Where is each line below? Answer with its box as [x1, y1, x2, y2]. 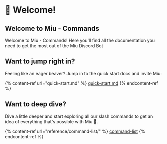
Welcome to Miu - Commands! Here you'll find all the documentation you [5, 37, 155, 43]
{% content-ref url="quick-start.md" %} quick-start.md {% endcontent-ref [5, 80, 158, 86]
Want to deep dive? [5, 100, 66, 109]
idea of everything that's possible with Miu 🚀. [5, 118, 98, 124]
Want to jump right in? [5, 57, 75, 66]
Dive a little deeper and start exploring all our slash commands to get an [5, 113, 153, 119]
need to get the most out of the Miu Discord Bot [5, 43, 103, 49]
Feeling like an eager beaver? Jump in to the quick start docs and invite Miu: [5, 70, 162, 76]
